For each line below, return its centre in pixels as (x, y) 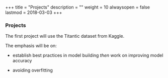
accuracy (22, 61)
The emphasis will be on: (31, 46)
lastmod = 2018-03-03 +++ (34, 12)
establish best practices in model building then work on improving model (88, 55)
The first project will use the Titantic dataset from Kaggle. (65, 36)
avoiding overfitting (32, 70)
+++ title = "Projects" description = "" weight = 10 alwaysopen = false (77, 7)
